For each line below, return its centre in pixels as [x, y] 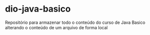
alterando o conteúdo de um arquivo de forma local [56, 27]
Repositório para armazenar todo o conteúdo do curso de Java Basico [75, 22]
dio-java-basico [38, 9]
